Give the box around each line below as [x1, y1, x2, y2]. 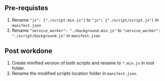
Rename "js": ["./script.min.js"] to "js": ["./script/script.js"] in [11, 17, 159, 23]
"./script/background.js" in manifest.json [11, 32, 101, 38]
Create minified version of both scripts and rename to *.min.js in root [11, 60, 155, 66]
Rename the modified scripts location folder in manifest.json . [11, 70, 138, 76]
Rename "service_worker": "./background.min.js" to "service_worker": [11, 27, 161, 33]
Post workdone [4, 47, 53, 55]
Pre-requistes [4, 4, 49, 12]
